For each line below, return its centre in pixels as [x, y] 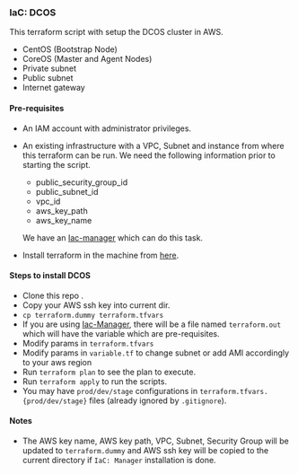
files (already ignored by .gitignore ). [158, 400]
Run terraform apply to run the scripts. [95, 381]
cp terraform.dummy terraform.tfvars [93, 315]
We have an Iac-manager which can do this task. [113, 237]
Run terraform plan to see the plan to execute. [109, 372]
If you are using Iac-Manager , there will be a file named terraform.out [151, 324]
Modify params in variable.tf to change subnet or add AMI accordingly [156, 353]
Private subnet [49, 68]
